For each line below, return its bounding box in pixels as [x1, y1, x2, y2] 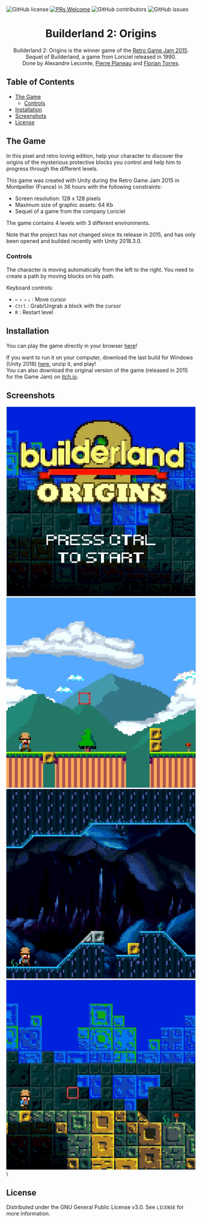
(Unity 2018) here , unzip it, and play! [6, 360, 96, 367]
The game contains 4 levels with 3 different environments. [6, 219, 150, 226]
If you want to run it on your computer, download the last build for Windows [6, 353, 194, 361]
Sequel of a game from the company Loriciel [14, 207, 126, 215]
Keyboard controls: [6, 284, 54, 291]
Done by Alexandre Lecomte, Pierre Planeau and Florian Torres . [22, 59, 180, 66]
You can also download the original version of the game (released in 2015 [6, 367, 188, 374]
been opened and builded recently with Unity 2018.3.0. [6, 237, 142, 244]
